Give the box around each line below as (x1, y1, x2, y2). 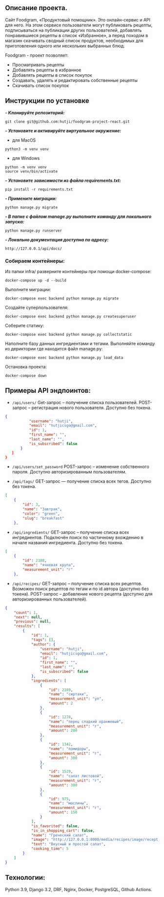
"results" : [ (14, 624, 41, 629)
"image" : (31, 837, 49, 842)
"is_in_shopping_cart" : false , (31, 828, 95, 833)
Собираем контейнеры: (5, 257, 65, 264)
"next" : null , (14, 615, 42, 619)
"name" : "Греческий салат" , (31, 833, 89, 837)
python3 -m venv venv (5, 147, 49, 151)
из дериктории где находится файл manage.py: (5, 345, 103, 351)
